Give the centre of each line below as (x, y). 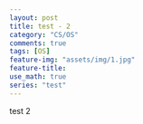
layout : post (34, 18)
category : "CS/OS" (44, 34)
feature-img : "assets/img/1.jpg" (72, 60)
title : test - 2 (40, 26)
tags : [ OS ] (30, 52)
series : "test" (38, 85)
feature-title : (38, 69)
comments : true (38, 43)
